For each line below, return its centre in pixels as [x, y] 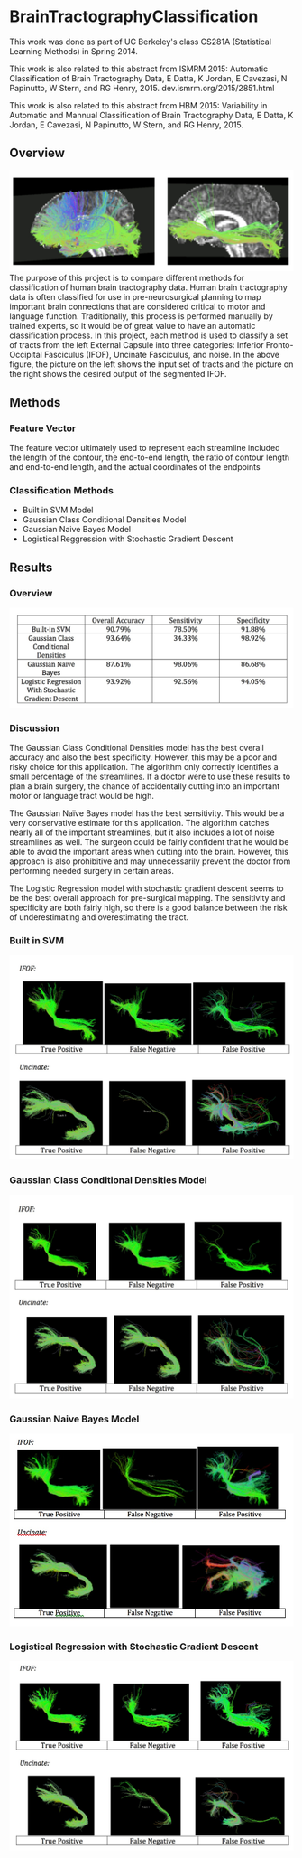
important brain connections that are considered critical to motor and [137, 307]
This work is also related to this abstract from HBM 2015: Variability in [138, 105]
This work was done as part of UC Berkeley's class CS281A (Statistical [141, 42]
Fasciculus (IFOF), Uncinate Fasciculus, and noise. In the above [161, 355]
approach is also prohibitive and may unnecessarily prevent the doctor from [150, 861]
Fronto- [279, 345]
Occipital [26, 355]
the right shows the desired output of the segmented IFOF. [118, 374]
